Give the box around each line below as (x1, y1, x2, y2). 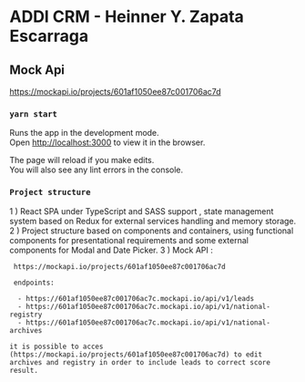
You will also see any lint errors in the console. (9, 164, 184, 175)
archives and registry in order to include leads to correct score (9, 357, 271, 367)
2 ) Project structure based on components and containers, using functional (9, 225, 294, 236)
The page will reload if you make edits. (9, 155, 155, 166)
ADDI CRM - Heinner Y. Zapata (9, 6, 244, 27)
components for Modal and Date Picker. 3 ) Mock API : (9, 244, 214, 255)
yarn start (9, 108, 57, 119)
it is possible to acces (9, 342, 104, 351)
